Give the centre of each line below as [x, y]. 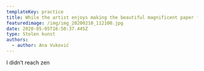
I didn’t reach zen [28, 62]
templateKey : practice [35, 12]
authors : [17, 40]
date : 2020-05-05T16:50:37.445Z [47, 29]
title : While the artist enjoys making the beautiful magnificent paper [100, 17]
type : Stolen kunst [31, 34]
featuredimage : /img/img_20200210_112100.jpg [65, 23]
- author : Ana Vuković [40, 46]
